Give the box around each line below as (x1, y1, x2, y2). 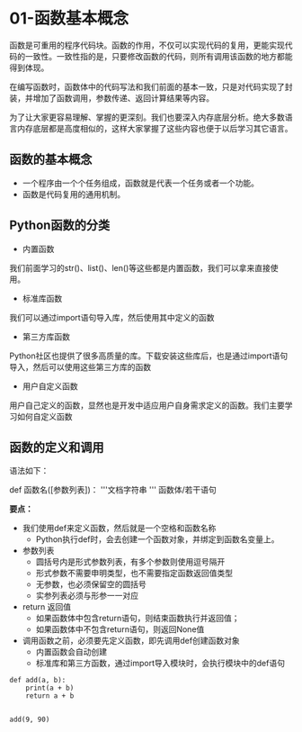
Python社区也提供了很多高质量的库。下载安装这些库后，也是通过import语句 (9, 350, 289, 361)
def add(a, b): (9, 676, 67, 685)
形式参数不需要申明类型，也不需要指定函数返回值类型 (35, 568, 234, 579)
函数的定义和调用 (9, 439, 104, 455)
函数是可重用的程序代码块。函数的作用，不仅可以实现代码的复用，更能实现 (9, 40, 285, 50)
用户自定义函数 (22, 380, 78, 392)
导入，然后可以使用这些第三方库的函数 (9, 361, 151, 372)
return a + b (25, 691, 75, 700)
